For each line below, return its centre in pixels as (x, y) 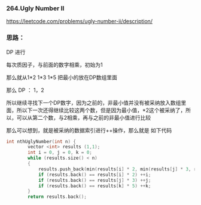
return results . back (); (57, 197)
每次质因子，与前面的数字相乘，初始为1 (54, 64)
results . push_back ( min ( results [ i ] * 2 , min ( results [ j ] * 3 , (115, 169)
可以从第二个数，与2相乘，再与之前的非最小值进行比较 (84, 117)
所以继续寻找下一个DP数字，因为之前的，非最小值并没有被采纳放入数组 (94, 102)
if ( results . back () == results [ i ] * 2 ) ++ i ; (95, 175)
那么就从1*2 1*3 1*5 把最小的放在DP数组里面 (62, 77)
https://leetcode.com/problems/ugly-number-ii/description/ (80, 21)
